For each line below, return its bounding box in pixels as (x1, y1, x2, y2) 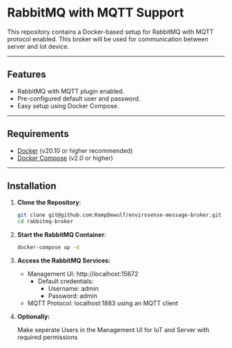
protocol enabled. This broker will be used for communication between (7, 34, 209, 43)
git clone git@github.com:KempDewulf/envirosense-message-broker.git (17, 212, 222, 218)
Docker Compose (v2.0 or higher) (17, 154, 114, 162)
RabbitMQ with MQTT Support (7, 5, 184, 21)
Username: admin (48, 285, 99, 292)
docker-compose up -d (17, 244, 79, 251)
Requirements (7, 128, 69, 140)
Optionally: (17, 312, 50, 320)
